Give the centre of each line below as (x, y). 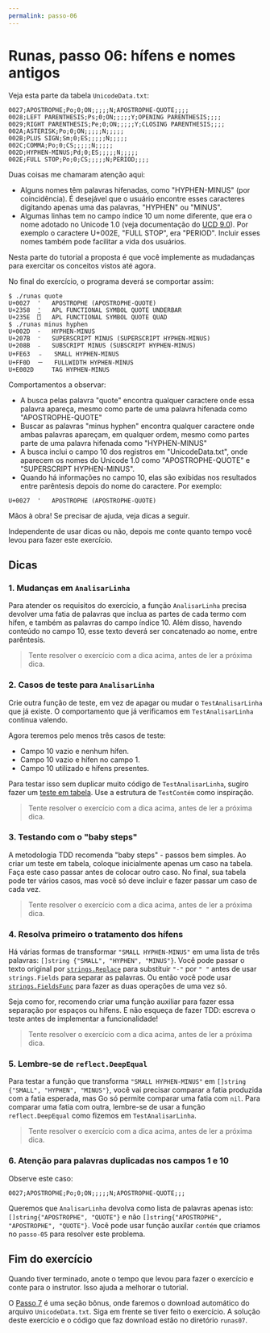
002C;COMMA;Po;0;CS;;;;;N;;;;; (61, 145)
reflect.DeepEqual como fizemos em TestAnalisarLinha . (102, 1116)
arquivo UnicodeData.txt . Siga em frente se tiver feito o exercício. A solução (134, 1311)
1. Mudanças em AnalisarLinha (69, 588)
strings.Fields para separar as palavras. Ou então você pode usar (120, 977)
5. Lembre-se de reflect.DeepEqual (78, 1064)
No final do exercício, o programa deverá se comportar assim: (111, 281)
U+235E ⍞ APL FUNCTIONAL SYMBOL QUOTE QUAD (88, 317)
